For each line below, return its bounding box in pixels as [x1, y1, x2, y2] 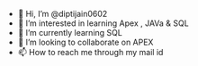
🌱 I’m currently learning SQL [17, 28, 123, 37]
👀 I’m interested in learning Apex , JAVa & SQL [17, 18, 189, 29]
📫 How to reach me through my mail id [17, 47, 164, 57]
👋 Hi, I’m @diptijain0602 [17, 9, 108, 19]
